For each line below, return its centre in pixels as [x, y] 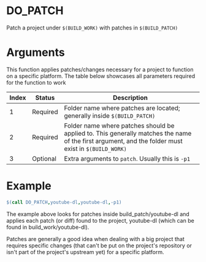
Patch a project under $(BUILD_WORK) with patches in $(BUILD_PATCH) [92, 28]
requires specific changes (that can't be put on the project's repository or [99, 245]
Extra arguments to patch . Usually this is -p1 [127, 158]
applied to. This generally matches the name [128, 133]
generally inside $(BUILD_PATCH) [110, 115]
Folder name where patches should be [119, 125]
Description [131, 98]
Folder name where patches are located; [122, 108]
